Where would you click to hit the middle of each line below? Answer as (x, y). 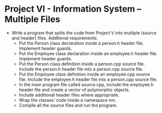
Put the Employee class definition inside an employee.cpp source (84, 74)
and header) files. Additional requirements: (55, 38)
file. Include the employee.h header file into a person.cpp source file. (88, 79)
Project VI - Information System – (73, 9)
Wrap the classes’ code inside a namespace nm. (68, 100)
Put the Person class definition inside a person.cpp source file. (82, 64)
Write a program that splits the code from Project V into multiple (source (84, 33)
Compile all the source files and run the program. (68, 105)
